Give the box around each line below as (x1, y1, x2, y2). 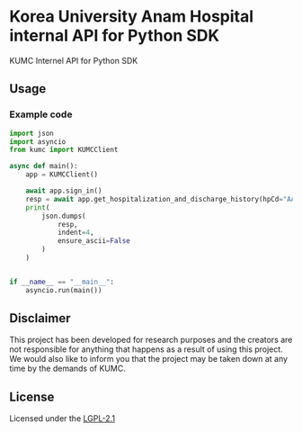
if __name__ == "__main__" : (9, 277, 115, 286)
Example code (9, 108, 73, 121)
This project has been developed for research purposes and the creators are (9, 335, 293, 346)
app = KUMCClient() (25, 170, 99, 179)
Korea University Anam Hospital (9, 6, 254, 27)
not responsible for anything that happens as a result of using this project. (9, 344, 283, 355)
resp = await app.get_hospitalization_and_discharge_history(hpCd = (25, 194, 283, 203)
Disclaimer (9, 310, 71, 326)
